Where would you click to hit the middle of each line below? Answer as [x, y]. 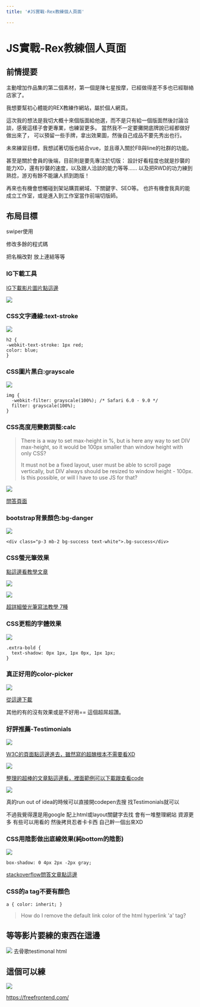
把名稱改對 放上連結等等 [36, 257]
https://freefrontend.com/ [38, 997]
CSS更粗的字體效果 [34, 624]
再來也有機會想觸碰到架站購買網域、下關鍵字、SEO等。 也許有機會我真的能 [98, 188]
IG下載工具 [22, 273]
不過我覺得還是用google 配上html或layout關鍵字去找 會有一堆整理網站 [91, 815]
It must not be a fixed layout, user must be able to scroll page [96, 465]
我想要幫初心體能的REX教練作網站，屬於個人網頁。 [68, 107]
